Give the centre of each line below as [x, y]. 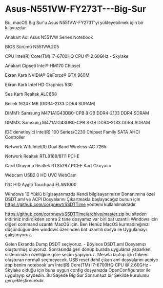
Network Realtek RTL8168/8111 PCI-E [42, 156]
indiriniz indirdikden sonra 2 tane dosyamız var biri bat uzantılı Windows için [81, 219]
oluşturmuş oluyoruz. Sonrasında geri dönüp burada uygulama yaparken [78, 249]
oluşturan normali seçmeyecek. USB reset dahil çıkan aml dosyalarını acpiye [81, 260]
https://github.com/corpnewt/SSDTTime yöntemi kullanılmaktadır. [71, 204]
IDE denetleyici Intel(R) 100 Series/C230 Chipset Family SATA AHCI [72, 132]
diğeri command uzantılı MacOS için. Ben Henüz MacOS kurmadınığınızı [77, 224]
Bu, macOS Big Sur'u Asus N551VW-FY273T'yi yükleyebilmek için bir [74, 22]
